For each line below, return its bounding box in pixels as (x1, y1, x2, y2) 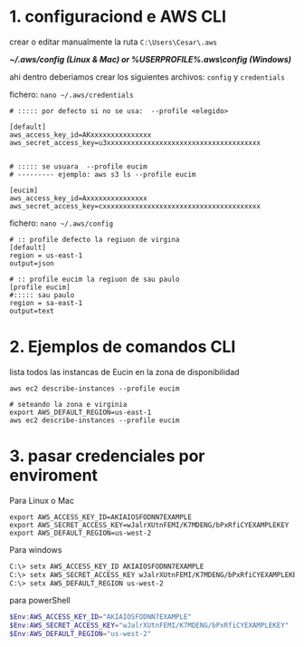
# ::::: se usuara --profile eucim (9, 161, 147, 171)
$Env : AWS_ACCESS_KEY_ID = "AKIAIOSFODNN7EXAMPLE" (9, 613, 193, 622)
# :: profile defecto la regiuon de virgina (9, 235, 180, 244)
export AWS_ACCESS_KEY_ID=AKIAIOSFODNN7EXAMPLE (9, 512, 193, 522)
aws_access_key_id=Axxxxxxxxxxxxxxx (9, 193, 147, 203)
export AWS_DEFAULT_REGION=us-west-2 (9, 528, 152, 537)
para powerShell (9, 595, 71, 606)
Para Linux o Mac (9, 495, 75, 506)
